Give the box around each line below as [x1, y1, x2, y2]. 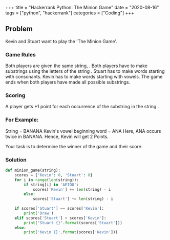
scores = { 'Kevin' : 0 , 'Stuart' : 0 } [14, 172, 93, 177]
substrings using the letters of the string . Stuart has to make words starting [5, 68, 165, 74]
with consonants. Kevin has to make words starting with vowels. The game [5, 74, 163, 80]
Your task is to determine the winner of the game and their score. [5, 143, 143, 149]
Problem [5, 25, 33, 33]
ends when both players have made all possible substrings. [5, 79, 131, 85]
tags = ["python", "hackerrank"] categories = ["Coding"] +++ [5, 10, 135, 16]
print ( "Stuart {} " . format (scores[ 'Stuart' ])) [24, 220, 123, 225]
